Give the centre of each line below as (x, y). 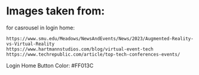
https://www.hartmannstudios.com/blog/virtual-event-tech (80, 49)
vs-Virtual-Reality (30, 44)
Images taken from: (56, 11)
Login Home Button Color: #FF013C (50, 65)
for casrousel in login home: (41, 28)
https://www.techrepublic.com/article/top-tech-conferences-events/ (93, 54)
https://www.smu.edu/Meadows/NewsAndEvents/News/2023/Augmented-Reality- (100, 38)
